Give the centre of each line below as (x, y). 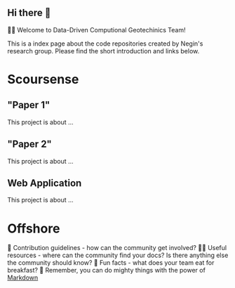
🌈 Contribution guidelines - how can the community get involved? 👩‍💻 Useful (117, 248)
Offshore (34, 228)
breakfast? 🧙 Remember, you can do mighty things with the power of (106, 270)
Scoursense (43, 79)
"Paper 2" (30, 144)
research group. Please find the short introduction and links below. (103, 51)
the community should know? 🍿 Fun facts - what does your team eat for (111, 263)
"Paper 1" (29, 105)
